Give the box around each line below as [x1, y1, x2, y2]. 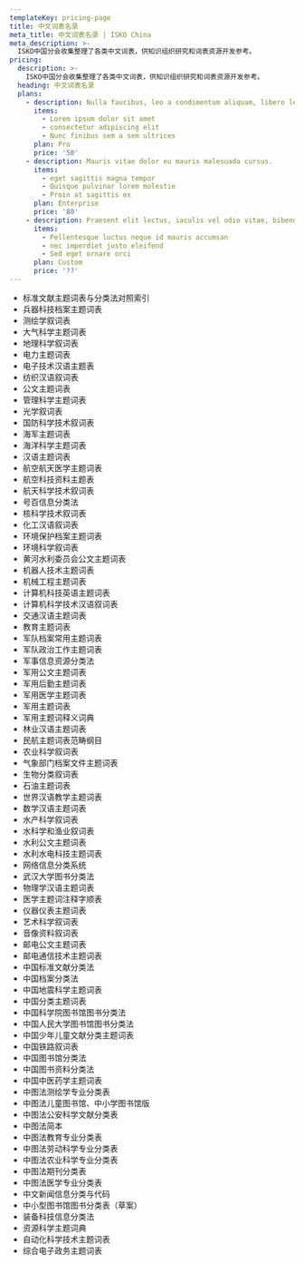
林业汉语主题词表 [22, 723, 87, 734]
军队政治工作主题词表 [22, 643, 102, 654]
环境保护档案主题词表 [22, 530, 102, 541]
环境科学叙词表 [22, 542, 79, 553]
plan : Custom [33, 258, 83, 268]
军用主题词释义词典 [22, 711, 95, 722]
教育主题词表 [22, 621, 71, 632]
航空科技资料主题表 [22, 474, 95, 485]
